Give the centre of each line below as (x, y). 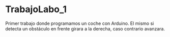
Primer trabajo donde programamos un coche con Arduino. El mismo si (80, 23)
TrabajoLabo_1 (36, 9)
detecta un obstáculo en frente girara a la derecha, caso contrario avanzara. (85, 28)
